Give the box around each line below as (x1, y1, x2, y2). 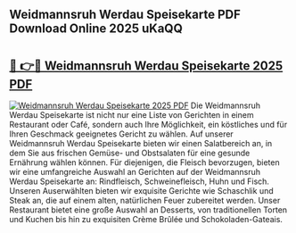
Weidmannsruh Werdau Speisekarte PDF (9, 7, 241, 22)
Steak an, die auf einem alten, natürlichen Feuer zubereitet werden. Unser (9, 196, 281, 205)
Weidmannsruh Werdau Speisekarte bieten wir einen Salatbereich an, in (9, 138, 273, 148)
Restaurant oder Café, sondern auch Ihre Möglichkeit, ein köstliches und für (9, 120, 288, 129)
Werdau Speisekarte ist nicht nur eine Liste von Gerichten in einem (9, 110, 254, 120)
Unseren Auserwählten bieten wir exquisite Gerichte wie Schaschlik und (9, 186, 274, 196)
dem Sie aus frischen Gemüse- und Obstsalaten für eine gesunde (9, 147, 251, 158)
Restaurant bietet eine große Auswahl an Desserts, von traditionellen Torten (9, 204, 288, 215)
